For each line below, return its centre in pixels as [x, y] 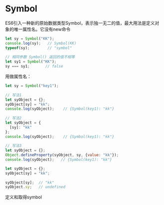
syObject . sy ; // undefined [35, 187]
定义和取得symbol [24, 197]
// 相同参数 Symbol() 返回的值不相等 [40, 57]
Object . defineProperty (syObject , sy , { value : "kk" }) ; [62, 155]
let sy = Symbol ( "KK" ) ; [30, 38]
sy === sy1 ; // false [34, 67]
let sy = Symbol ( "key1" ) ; [32, 86]
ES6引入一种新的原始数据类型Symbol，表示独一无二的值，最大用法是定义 [80, 23]
